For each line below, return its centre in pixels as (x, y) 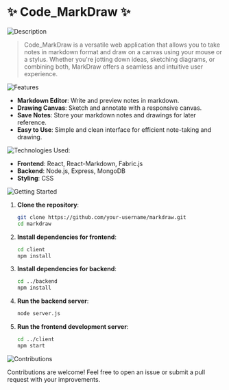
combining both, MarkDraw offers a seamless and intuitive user (113, 67)
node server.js (39, 314)
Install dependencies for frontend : (67, 237)
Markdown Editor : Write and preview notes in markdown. (98, 100)
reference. (32, 122)
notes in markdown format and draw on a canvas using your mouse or (123, 51)
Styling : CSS (35, 178)
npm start (31, 345)
